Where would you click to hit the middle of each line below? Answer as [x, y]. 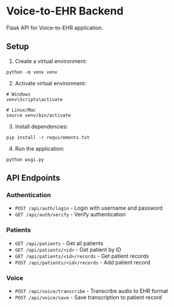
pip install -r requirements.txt [48, 137]
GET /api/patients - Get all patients [59, 243]
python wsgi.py [25, 160]
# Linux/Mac [21, 110]
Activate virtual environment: [50, 83]
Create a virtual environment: [51, 61]
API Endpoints [33, 178]
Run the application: [40, 148]
